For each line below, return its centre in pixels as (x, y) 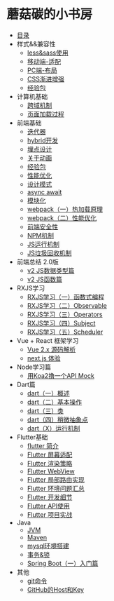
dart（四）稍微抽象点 (58, 419)
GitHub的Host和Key (56, 589)
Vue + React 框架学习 (48, 340)
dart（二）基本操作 (55, 402)
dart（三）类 (45, 410)
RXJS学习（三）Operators (65, 314)
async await (44, 192)
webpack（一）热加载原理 (65, 209)
